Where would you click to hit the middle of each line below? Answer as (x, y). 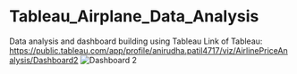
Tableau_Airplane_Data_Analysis (134, 16)
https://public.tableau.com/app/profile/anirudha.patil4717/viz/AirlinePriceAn (148, 50)
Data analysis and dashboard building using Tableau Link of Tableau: (136, 41)
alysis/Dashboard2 (44, 60)
